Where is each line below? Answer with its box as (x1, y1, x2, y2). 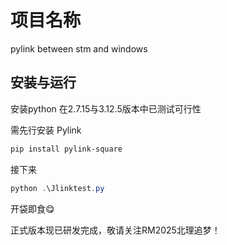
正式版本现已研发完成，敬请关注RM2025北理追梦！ (10, 224, 221, 236)
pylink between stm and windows (10, 42, 148, 55)
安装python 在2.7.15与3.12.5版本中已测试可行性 (10, 102, 202, 115)
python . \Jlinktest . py (10, 183, 105, 193)
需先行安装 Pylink (10, 124, 82, 136)
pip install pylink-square (10, 144, 123, 154)
